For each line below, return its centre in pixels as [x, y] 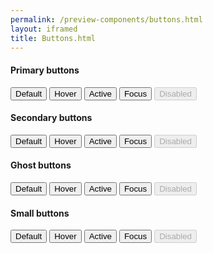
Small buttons [40, 213]
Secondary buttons [51, 118]
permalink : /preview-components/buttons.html [106, 19]
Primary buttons [45, 70]
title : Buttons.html [53, 38]
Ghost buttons [41, 165]
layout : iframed [44, 29]
